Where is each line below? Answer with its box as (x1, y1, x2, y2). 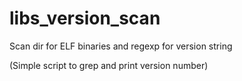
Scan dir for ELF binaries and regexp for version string (9, 40, 233, 52)
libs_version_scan (9, 7, 161, 30)
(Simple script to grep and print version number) (9, 59, 209, 71)
